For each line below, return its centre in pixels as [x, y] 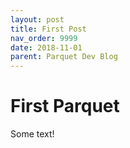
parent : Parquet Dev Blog [64, 57]
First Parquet [65, 106]
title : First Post [48, 29]
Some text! [32, 134]
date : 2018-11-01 [46, 47]
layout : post [37, 19]
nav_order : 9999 [44, 38]
